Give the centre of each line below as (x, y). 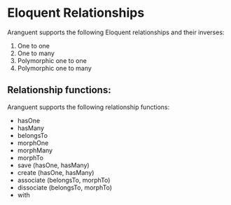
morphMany (35, 150)
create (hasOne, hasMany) (56, 172)
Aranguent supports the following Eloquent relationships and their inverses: (116, 32)
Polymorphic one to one (52, 60)
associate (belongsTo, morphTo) (64, 180)
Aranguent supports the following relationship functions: (89, 107)
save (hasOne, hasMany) (53, 165)
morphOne (33, 143)
